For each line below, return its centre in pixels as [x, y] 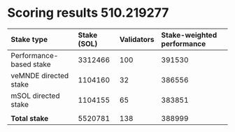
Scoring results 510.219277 [88, 13]
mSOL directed [35, 96]
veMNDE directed [40, 75]
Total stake [30, 118]
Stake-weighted [189, 35]
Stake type [29, 39]
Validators [137, 39]
